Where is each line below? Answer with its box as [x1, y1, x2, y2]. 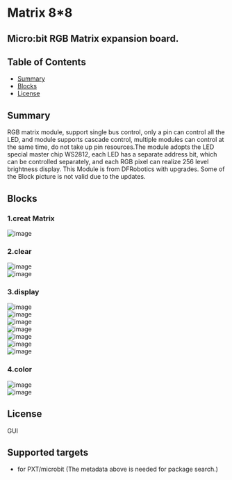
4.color [7, 365, 33, 374]
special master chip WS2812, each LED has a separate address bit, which [7, 150, 217, 159]
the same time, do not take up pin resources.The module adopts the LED [7, 143, 215, 151]
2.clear [7, 246, 32, 256]
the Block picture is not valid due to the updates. [7, 173, 146, 181]
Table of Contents [7, 56, 87, 67]
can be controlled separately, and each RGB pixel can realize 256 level [7, 158, 209, 166]
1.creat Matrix [7, 214, 56, 223]
